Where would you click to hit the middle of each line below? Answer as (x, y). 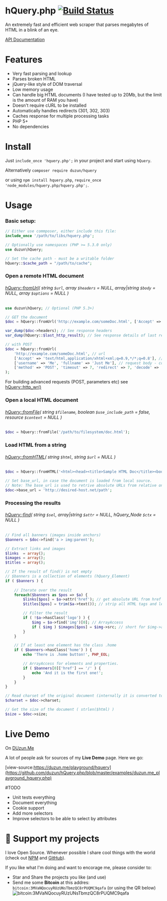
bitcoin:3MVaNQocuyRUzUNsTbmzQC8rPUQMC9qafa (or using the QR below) (84, 888)
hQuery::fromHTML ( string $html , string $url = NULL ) (60, 457)
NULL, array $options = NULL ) (37, 293)
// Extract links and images (35, 549)
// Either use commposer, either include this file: (61, 231)
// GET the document (27, 317)
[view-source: (19, 767)
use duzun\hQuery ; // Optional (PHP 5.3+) (50, 308)
